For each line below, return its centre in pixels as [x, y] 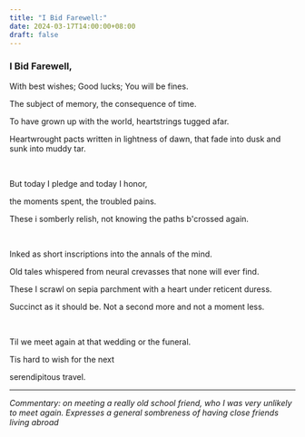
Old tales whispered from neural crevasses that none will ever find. [134, 271]
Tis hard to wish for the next [62, 359]
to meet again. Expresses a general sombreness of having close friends [144, 413]
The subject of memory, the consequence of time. [103, 103]
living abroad [34, 422]
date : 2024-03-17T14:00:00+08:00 [73, 26]
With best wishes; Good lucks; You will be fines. [99, 86]
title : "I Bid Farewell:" [58, 18]
